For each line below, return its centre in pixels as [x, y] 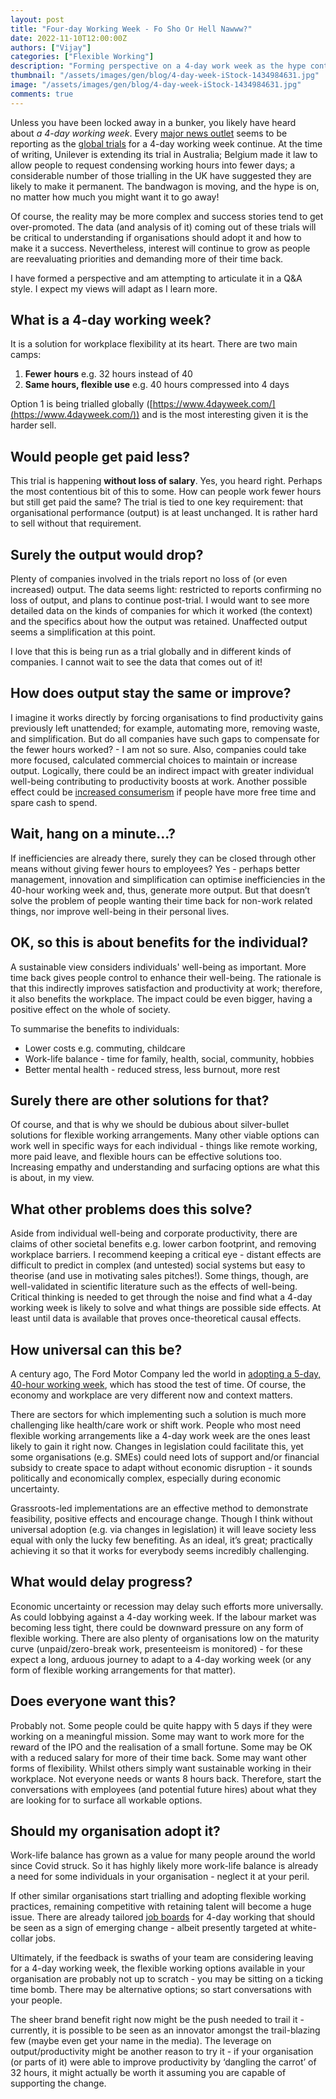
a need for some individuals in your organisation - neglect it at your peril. [160, 1877]
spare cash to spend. [54, 802]
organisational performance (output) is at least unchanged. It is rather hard [164, 513]
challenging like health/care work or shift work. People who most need [156, 1425]
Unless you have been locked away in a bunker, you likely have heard [153, 122]
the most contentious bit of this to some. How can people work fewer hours [166, 492]
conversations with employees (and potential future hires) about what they [163, 1789]
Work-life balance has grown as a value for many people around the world [163, 1855]
